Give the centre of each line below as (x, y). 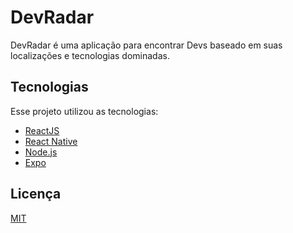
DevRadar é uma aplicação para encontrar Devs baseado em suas (146, 45)
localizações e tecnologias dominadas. (90, 55)
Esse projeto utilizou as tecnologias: (84, 111)
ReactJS (42, 130)
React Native (51, 141)
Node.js (41, 152)
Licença (36, 194)
